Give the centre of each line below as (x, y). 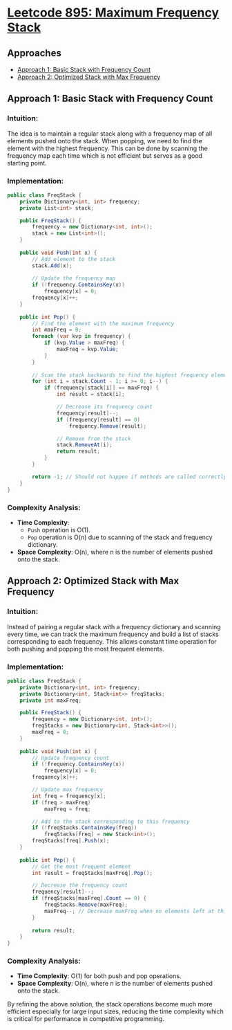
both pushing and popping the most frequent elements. (86, 649)
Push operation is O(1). (59, 530)
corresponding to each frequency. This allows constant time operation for (112, 641)
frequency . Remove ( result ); (108, 426)
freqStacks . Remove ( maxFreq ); (86, 905)
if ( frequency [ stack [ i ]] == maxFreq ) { (101, 388)
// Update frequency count (71, 758)
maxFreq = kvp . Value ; (87, 350)
